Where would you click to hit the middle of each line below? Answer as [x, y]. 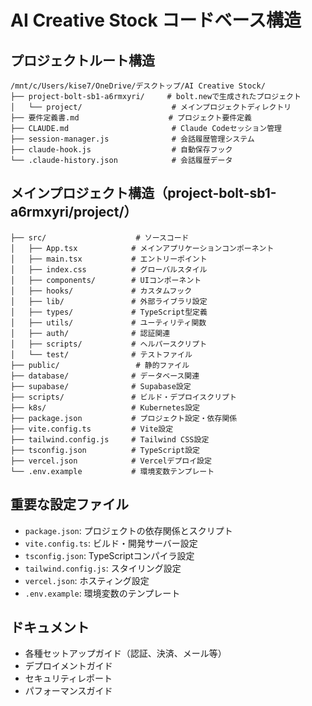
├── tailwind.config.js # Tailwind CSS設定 [110, 439]
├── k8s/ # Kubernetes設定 [105, 407]
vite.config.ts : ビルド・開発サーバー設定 [111, 543]
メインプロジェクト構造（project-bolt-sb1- [143, 193]
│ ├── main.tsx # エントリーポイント [109, 259]
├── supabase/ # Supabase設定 [101, 386]
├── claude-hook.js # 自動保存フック [121, 150]
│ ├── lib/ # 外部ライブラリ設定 [109, 301]
